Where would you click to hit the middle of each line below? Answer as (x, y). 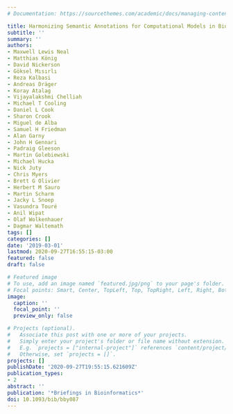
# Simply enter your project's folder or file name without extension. (116, 341)
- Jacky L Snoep (31, 200)
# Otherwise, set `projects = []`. (62, 354)
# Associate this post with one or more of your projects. (97, 335)
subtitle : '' (26, 33)
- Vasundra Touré (32, 207)
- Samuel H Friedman (37, 129)
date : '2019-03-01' (35, 245)
